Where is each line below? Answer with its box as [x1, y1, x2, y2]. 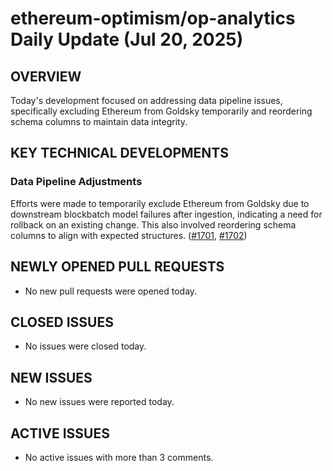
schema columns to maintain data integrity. [10, 116, 188, 127]
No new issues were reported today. [24, 396, 175, 408]
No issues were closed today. [24, 340, 147, 352]
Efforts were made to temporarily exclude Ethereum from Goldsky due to [10, 197, 310, 209]
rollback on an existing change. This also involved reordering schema [10, 218, 297, 231]
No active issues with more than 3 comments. [24, 451, 214, 463]
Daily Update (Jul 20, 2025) [10, 28, 244, 51]
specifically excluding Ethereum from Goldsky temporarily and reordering [10, 105, 313, 117]
